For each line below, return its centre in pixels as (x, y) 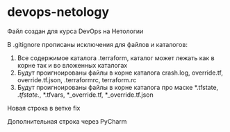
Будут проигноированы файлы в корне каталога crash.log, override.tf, (120, 73)
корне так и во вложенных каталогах (72, 65)
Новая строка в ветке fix (44, 108)
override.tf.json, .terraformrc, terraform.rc (77, 79)
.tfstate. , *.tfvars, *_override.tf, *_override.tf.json (85, 95)
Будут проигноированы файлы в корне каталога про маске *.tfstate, (118, 87)
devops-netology (58, 12)
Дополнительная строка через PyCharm (67, 121)
